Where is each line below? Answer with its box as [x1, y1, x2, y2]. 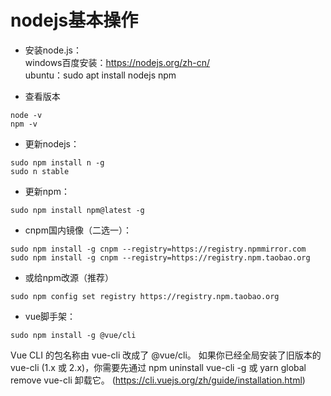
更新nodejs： [24, 137, 80, 150]
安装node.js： [24, 44, 83, 56]
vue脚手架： [24, 310, 77, 322]
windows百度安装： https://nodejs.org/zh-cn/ [24, 56, 211, 68]
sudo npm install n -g [10, 157, 105, 168]
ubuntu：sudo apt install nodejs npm [24, 69, 177, 81]
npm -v [10, 119, 38, 129]
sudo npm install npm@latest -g [10, 205, 145, 215]
